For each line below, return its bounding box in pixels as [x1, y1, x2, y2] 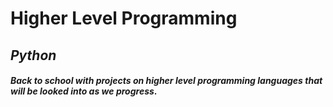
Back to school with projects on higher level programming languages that [10, 75, 323, 87]
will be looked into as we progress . [10, 85, 158, 97]
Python [10, 47, 57, 64]
